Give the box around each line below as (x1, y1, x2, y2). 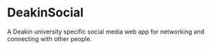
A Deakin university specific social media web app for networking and (7, 27, 205, 36)
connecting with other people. (7, 34, 92, 42)
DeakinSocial (7, 5, 84, 21)
